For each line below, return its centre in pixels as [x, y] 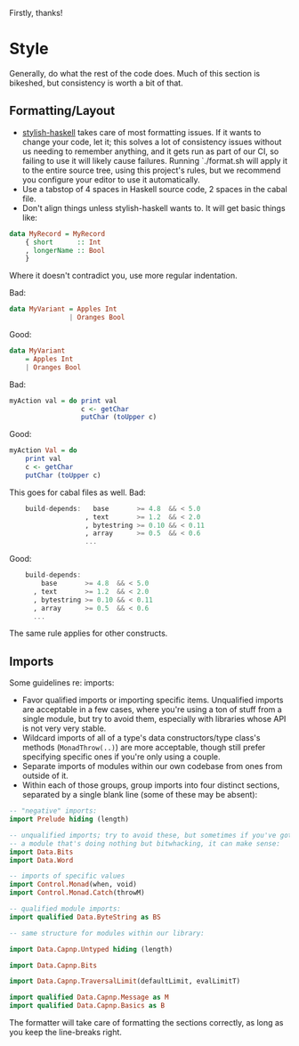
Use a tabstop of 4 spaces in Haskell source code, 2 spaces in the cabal [154, 189]
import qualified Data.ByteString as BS [85, 917]
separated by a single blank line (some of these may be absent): [140, 795]
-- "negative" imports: [53, 811]
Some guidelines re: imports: [62, 683]
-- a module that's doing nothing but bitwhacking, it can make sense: [145, 843]
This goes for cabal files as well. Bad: [78, 492]
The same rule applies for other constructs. [89, 633]
